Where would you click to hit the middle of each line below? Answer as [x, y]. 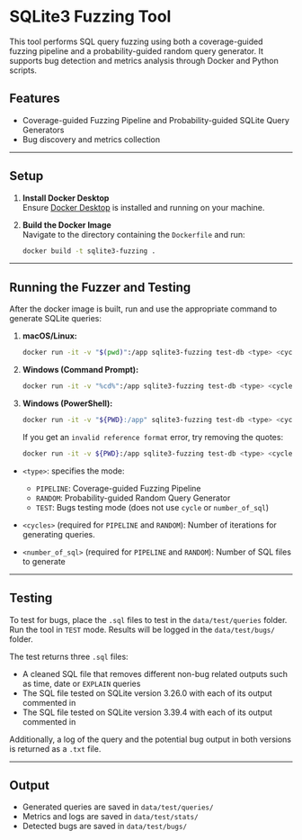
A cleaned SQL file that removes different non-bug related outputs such [155, 673]
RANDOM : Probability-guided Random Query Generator [133, 498]
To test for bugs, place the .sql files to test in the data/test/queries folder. [148, 619]
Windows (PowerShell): [67, 403]
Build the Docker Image [67, 225]
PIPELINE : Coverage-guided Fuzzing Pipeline [118, 488]
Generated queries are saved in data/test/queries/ [118, 807]
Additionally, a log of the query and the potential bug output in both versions [151, 739]
